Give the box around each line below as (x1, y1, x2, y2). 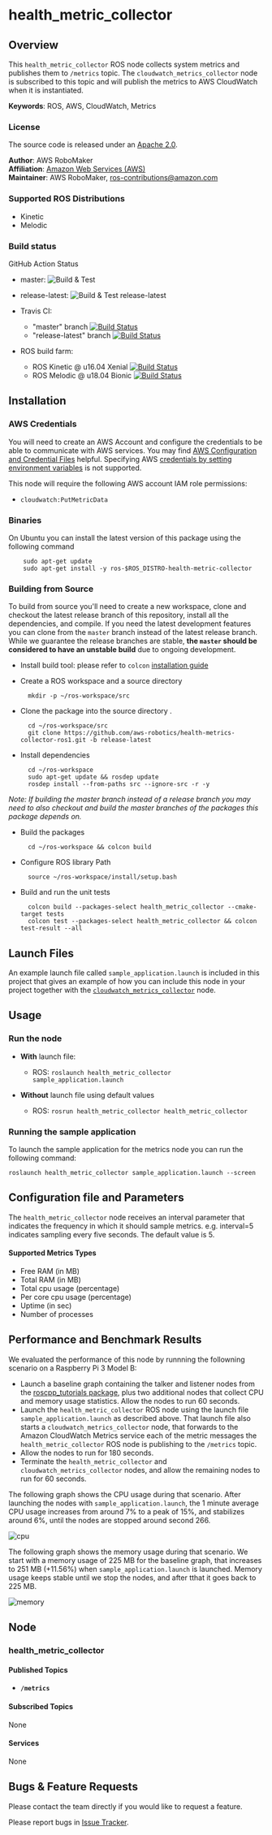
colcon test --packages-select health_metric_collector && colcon (28, 917, 257, 926)
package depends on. (8, 812, 82, 822)
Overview (8, 38, 59, 52)
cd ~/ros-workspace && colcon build (28, 843, 152, 852)
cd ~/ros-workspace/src (28, 722, 108, 730)
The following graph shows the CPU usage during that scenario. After (8, 1489, 241, 1499)
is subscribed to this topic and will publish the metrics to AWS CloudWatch (8, 77, 258, 86)
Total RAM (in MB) (19, 1275, 81, 1284)
